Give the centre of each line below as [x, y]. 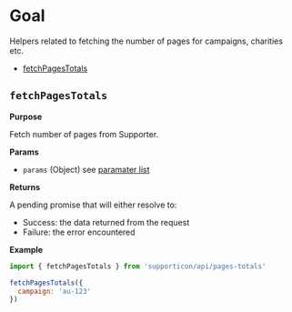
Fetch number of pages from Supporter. [84, 134]
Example [26, 249]
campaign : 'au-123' [55, 291]
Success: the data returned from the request [106, 222]
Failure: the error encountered [79, 232]
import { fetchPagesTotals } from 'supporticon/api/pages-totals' [138, 266]
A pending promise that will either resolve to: [93, 205]
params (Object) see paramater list [86, 169]
